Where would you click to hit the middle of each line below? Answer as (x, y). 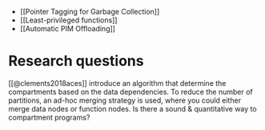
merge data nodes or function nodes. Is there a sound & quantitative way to (133, 108)
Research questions (76, 61)
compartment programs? (49, 117)
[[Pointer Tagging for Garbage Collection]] (90, 12)
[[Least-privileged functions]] (68, 20)
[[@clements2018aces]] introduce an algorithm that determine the (117, 83)
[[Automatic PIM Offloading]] (68, 28)
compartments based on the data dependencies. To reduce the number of (131, 91)
